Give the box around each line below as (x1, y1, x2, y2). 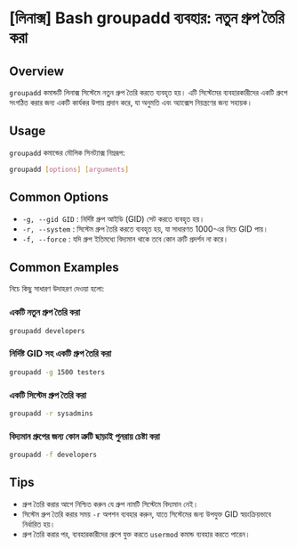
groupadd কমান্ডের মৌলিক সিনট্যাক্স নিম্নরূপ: (9, 147, 126, 158)
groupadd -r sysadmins (9, 409, 93, 418)
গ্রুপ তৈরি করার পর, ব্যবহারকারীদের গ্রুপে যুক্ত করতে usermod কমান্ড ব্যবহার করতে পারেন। (21, 529, 251, 539)
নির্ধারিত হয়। (21, 519, 56, 529)
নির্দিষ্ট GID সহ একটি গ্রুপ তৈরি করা (9, 348, 112, 360)
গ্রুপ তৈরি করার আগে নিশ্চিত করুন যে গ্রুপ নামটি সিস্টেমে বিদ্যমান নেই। (21, 498, 199, 509)
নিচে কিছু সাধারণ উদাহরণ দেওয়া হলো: (9, 283, 105, 294)
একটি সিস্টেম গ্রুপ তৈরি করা (9, 389, 87, 401)
